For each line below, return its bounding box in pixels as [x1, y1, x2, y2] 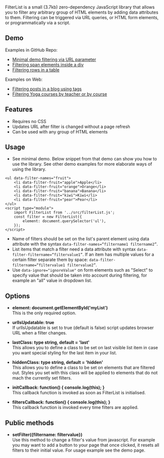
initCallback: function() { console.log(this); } [12, 384, 105, 390]
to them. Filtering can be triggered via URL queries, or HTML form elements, [5, 15, 159, 20]
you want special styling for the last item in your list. [12, 350, 117, 356]
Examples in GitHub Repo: [5, 47, 58, 53]
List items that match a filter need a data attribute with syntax [12, 246, 136, 252]
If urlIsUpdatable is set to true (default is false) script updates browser [12, 325, 154, 331]
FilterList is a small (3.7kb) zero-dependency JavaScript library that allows [5, 4, 155, 10]
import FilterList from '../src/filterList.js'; [14, 210, 115, 215]
